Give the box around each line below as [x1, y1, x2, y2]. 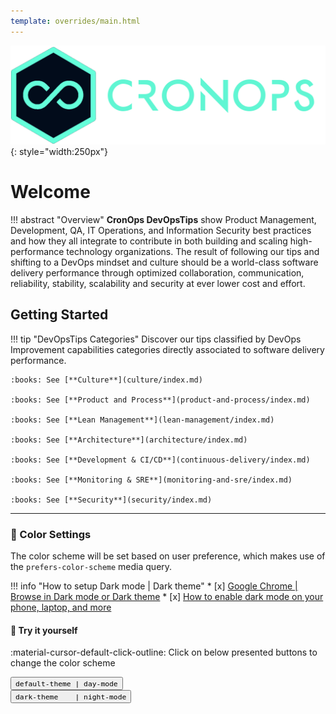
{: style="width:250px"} [10, 146, 109, 158]
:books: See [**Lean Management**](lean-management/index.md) [10, 415, 275, 425]
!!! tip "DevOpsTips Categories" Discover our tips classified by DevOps [10, 333, 302, 345]
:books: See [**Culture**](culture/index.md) [10, 375, 203, 385]
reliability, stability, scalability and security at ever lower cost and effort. [10, 278, 306, 290]
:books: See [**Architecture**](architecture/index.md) [10, 435, 248, 445]
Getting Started [10, 306, 109, 324]
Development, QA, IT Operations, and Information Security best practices [10, 225, 312, 237]
